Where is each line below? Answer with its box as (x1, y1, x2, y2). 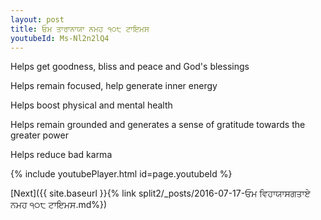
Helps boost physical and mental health (10, 99, 173, 111)
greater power (10, 129, 69, 141)
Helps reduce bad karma (10, 149, 113, 161)
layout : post (10, 14, 65, 25)
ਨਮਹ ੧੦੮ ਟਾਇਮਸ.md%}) (10, 199, 108, 211)
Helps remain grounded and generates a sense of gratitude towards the (10, 119, 306, 131)
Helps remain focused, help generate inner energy (10, 80, 218, 92)
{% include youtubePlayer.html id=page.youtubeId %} (10, 168, 233, 180)
